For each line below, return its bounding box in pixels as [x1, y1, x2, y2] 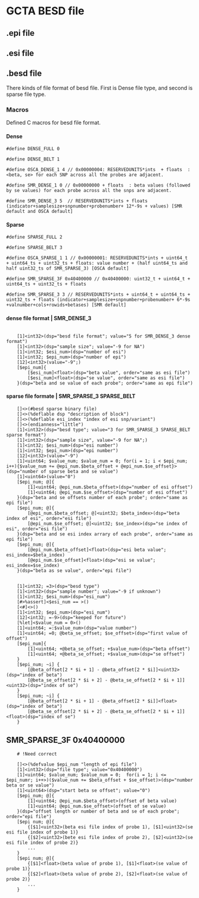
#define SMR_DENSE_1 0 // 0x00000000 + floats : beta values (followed [6, 182, 191, 188]
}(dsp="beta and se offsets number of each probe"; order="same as [17, 494, 188, 500]
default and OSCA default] [6, 209, 73, 215]
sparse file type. [6, 91, 46, 98]
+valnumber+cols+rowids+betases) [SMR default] [6, 302, 127, 308]
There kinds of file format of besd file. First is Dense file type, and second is [6, 84, 193, 91]
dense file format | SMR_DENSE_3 [6, 315, 92, 322]
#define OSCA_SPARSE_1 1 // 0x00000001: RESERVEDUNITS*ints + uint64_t [6, 255, 188, 261]
